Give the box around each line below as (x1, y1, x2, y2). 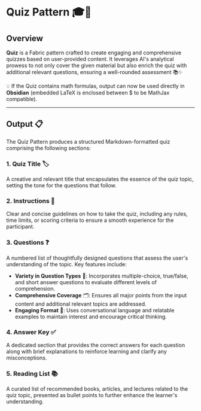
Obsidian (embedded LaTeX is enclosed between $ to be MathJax (6, 89, 170, 96)
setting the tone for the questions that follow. (6, 182, 117, 189)
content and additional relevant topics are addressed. (14, 300, 147, 308)
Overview (6, 33, 44, 43)
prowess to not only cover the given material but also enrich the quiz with (6, 62, 187, 69)
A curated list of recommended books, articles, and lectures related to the (6, 385, 188, 392)
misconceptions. (6, 354, 47, 361)
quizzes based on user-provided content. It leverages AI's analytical (6, 56, 175, 62)
